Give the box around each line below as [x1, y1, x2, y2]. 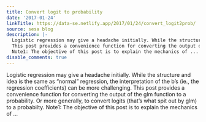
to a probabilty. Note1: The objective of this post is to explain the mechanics [6, 103, 198, 110]
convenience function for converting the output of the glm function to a [6, 90, 186, 98]
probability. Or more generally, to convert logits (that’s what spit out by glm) [6, 97, 197, 104]
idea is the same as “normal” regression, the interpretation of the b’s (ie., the [6, 77, 199, 85]
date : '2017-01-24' [6, 15, 56, 21]
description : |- [6, 32, 48, 38]
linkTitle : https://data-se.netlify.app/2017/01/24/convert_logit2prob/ [6, 20, 196, 26]
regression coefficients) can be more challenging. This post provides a [6, 84, 185, 91]
